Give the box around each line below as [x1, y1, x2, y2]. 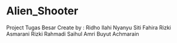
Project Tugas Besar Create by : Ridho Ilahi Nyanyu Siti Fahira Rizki [6, 24, 171, 31]
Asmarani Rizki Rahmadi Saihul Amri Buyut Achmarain [6, 30, 139, 37]
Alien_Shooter [6, 4, 79, 18]
